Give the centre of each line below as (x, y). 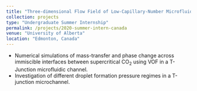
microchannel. (53, 82)
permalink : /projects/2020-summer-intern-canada (67, 28)
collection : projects (33, 17)
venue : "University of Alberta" (45, 33)
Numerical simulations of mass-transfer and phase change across (94, 55)
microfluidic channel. (62, 69)
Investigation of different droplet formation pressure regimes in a (93, 75)
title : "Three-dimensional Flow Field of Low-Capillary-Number (85, 11)
